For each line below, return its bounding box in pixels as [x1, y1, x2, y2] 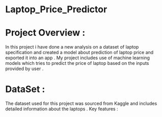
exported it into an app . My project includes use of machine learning [5, 55, 150, 61]
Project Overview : [5, 27, 86, 39]
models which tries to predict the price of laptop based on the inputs [5, 60, 149, 66]
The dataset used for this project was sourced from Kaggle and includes [5, 101, 157, 107]
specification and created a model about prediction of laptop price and [5, 50, 154, 56]
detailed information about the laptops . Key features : [5, 106, 118, 112]
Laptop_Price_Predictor [5, 4, 107, 15]
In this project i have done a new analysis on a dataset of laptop [5, 44, 139, 50]
